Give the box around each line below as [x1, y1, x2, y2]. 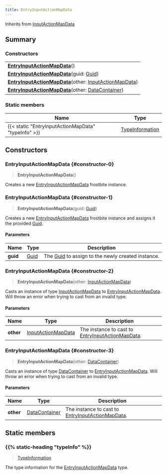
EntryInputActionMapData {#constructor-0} [5, 160, 114, 167]
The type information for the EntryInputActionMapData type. [5, 465, 129, 471]
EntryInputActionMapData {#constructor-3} [5, 347, 114, 354]
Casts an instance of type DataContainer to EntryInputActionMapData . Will [5, 368, 158, 374]
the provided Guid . [5, 220, 43, 226]
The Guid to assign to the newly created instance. [44, 252, 160, 259]
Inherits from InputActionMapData [5, 21, 75, 27]
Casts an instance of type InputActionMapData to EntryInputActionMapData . [5, 289, 162, 295]
